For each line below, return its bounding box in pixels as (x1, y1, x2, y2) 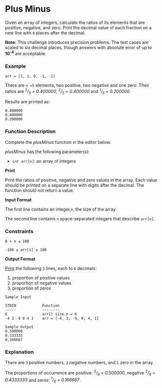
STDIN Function (5, 303, 60, 308)
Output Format (5, 256, 36, 262)
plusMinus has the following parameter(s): (5, 149, 90, 155)
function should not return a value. (5, 187, 74, 193)
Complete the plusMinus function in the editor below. (5, 139, 111, 145)
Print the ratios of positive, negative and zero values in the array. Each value (5, 177, 158, 183)
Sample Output (5, 324, 34, 330)
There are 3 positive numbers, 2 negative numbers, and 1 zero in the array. (5, 360, 154, 366)
